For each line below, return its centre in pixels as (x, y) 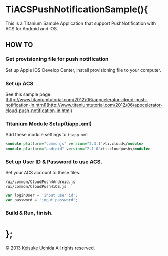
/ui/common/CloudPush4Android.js (40, 182)
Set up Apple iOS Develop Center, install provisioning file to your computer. (83, 70)
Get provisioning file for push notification (57, 59)
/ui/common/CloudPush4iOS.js (36, 187)
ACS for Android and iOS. (32, 28)
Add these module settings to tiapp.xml (47, 135)
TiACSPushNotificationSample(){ (77, 9)
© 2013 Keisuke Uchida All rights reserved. (50, 248)
